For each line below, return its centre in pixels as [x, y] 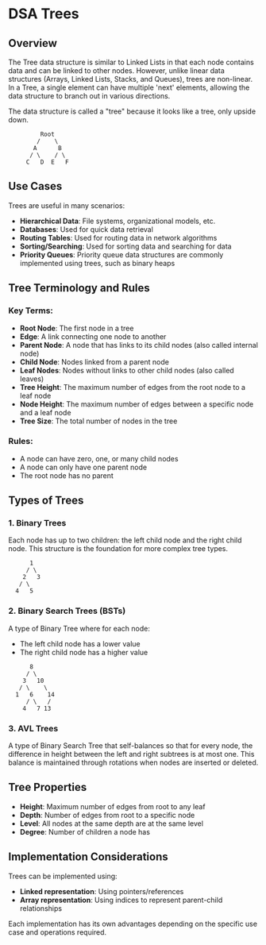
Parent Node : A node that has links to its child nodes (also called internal [139, 345]
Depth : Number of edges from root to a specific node [107, 815]
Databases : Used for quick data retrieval [86, 229]
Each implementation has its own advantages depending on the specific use [133, 924]
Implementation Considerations [88, 857]
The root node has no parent [66, 475]
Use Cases [35, 186]
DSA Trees [44, 14]
